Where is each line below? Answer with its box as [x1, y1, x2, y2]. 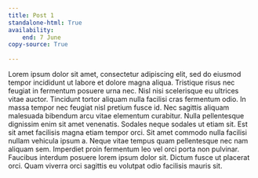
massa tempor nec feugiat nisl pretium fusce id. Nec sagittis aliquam [8, 103, 230, 112]
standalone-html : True [8, 19, 82, 27]
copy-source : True [8, 41, 68, 49]
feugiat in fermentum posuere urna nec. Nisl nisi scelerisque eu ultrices [8, 86, 239, 95]
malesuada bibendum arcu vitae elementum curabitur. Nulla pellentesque [8, 111, 245, 120]
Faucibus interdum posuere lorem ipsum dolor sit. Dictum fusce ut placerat [8, 153, 250, 162]
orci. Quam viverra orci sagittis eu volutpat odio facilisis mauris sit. [8, 162, 223, 170]
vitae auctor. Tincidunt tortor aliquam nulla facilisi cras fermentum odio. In [8, 95, 247, 104]
